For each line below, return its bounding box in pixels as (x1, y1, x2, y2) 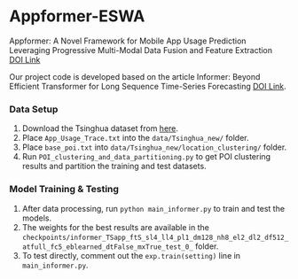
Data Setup (9, 103, 59, 115)
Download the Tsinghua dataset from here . (21, 123, 179, 134)
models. (21, 213, 52, 223)
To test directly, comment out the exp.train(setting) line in (21, 250, 241, 260)
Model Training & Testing (9, 183, 120, 196)
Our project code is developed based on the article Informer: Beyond (9, 71, 261, 81)
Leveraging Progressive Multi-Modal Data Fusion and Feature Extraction (9, 44, 273, 55)
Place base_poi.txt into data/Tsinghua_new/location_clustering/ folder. (21, 142, 287, 152)
